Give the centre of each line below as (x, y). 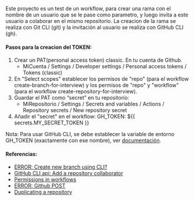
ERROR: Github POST (40, 186)
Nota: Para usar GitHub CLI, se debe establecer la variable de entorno (90, 134)
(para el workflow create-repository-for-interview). (75, 91)
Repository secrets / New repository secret (75, 110)
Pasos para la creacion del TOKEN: (49, 47)
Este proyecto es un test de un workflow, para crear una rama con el (88, 9)
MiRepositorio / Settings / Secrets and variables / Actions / (94, 104)
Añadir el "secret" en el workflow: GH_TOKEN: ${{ (75, 117)
